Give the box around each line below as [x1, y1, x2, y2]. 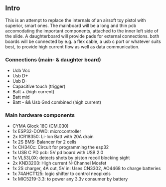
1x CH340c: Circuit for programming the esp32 [12, 144, 109, 150]
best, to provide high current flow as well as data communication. [5, 43, 140, 49]
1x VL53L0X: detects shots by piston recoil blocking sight [12, 155, 130, 161]
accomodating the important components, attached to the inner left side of [5, 27, 159, 34]
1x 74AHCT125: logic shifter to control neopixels [12, 171, 111, 177]
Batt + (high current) [12, 89, 55, 95]
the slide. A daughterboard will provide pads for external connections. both [5, 33, 160, 39]
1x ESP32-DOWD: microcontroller [12, 128, 81, 134]
